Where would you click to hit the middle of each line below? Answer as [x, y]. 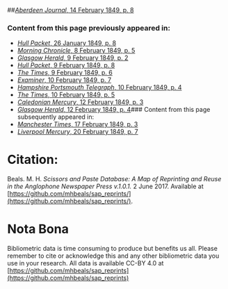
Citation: [33, 160]
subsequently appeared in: [56, 117]
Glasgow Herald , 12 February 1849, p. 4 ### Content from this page [114, 110]
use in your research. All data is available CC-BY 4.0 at [85, 263]
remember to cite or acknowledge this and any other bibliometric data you [113, 256]
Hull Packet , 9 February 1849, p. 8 [66, 65]
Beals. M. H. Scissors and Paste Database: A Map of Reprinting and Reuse [114, 179]
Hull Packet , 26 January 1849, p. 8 [67, 43]
